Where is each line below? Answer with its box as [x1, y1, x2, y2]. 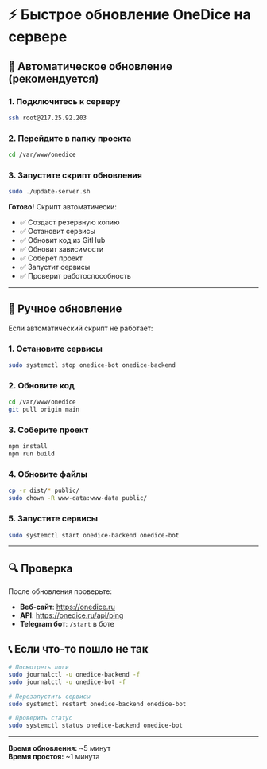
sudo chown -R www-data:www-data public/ [8, 494, 148, 502]
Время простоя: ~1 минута [8, 752, 100, 762]
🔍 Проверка [8, 561, 73, 575]
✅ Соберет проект [19, 253, 83, 263]
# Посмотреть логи [8, 663, 69, 672]
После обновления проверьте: [8, 587, 113, 596]
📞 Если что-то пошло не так [8, 642, 149, 656]
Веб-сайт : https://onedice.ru [19, 602, 115, 612]
